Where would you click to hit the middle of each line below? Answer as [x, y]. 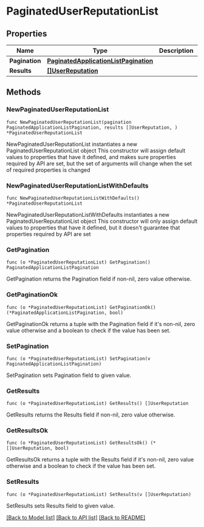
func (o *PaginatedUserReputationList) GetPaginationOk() [81, 307]
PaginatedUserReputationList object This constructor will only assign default [102, 221]
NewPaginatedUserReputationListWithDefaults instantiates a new [88, 214]
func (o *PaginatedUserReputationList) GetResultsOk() [77, 443]
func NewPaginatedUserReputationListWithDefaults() [73, 198]
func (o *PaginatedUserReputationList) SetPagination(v [78, 359]
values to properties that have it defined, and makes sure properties [91, 157]
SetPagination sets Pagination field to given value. [69, 375]
